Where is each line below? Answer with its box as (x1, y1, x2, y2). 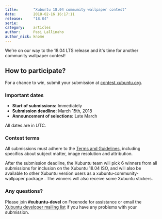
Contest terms (5, 135, 40, 141)
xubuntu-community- (96, 170, 139, 176)
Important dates (5, 92, 44, 99)
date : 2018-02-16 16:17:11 (5, 12, 75, 17)
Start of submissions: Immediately (12, 102, 82, 108)
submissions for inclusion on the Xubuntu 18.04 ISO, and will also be (5, 166, 142, 171)
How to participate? (5, 67, 66, 75)
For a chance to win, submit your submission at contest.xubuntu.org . (5, 80, 142, 85)
